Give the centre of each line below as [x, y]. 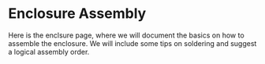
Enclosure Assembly [77, 14]
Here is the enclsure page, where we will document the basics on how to [126, 35]
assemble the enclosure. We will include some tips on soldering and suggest [132, 43]
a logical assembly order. [49, 52]
